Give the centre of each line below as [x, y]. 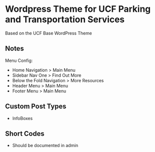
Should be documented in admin [45, 146]
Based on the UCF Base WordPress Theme [48, 33]
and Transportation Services [65, 19]
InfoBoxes [22, 118]
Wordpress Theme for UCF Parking [78, 9]
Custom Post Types [36, 106]
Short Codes [25, 134]
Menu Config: [19, 61]
